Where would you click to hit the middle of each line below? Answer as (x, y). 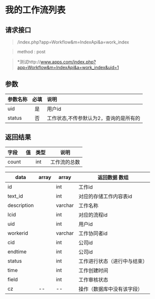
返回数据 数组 (113, 177)
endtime (17, 252)
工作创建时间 (93, 270)
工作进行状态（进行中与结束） (113, 261)
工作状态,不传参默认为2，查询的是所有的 (93, 118)
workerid (18, 233)
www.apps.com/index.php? (68, 62)
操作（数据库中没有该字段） (110, 289)
